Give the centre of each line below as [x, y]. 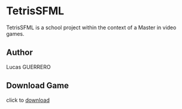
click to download [28, 100]
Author [19, 53]
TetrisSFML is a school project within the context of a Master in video [91, 27]
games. [16, 33]
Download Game [38, 85]
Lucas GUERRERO [28, 67]
